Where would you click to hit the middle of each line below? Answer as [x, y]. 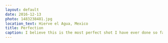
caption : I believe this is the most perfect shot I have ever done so [81, 33]
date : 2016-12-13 [23, 14]
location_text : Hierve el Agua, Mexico [47, 23]
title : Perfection [24, 28]
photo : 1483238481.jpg [29, 19]
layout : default [22, 10]
